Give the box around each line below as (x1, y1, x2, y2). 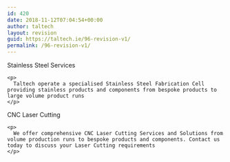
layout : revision (7, 29, 57, 37)
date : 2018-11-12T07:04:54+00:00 (7, 17, 103, 23)
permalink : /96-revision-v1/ (7, 42, 91, 49)
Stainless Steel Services (7, 61, 76, 69)
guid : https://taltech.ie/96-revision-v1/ (7, 36, 131, 43)
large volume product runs (7, 92, 85, 99)
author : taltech (7, 23, 54, 30)
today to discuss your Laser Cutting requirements (7, 142, 156, 149)
